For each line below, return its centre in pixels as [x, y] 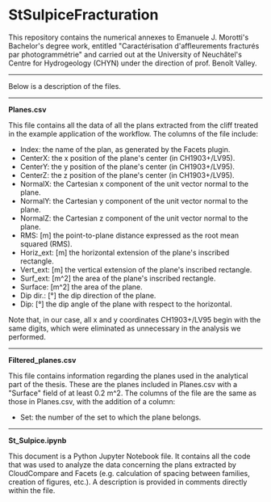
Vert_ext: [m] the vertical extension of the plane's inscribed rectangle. [136, 269]
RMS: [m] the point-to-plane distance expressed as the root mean [129, 235]
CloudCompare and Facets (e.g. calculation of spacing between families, [129, 473]
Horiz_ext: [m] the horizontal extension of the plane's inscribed [125, 252]
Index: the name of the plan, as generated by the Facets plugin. [125, 149]
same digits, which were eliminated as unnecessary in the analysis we [125, 328]
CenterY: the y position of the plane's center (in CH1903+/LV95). [127, 167]
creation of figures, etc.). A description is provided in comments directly [128, 482]
